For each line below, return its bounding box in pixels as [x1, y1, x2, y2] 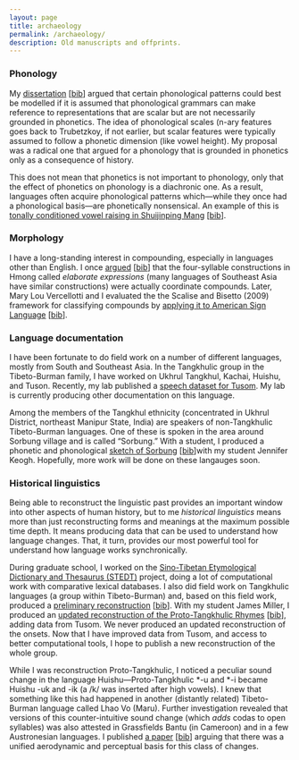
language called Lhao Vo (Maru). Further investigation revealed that [39, 703, 288, 714]
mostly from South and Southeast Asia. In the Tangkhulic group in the [9, 361, 265, 372]
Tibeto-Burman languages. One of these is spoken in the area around [9, 426, 264, 437]
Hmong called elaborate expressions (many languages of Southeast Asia [9, 271, 278, 282]
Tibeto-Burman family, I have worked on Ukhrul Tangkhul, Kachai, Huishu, [9, 371, 281, 382]
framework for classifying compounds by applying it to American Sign [9, 300, 266, 310]
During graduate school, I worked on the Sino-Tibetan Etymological [9, 562, 257, 573]
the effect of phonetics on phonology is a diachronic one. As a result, [9, 181, 263, 192]
